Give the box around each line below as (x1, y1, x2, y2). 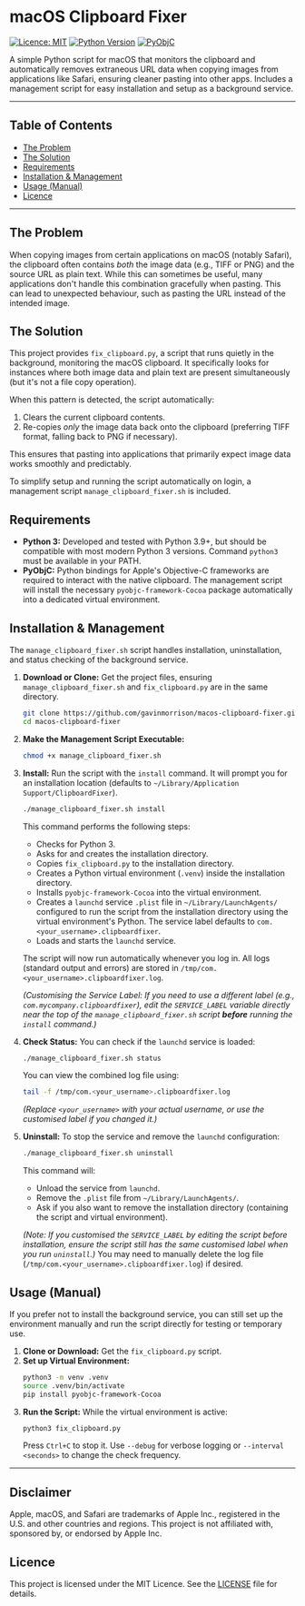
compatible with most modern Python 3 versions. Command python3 (22, 546, 279, 557)
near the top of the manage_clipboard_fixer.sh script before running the (22, 1008, 293, 1019)
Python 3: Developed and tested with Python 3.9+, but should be (22, 536, 267, 547)
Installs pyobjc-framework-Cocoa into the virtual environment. (35, 887, 261, 897)
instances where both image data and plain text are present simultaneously (9, 367, 290, 378)
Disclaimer (9, 1484, 72, 1500)
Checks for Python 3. (35, 838, 116, 849)
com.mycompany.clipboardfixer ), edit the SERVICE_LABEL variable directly (22, 999, 290, 1010)
